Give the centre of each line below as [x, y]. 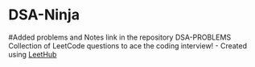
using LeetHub [33, 54]
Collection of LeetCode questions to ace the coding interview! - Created [128, 45]
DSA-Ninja [44, 15]
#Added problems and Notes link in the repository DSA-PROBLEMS [120, 37]
